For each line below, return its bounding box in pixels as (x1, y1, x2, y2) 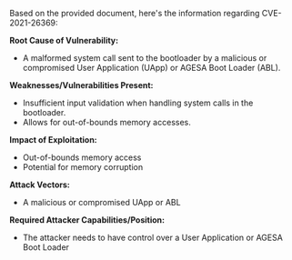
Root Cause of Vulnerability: (9, 35, 119, 45)
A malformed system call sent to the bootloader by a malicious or (22, 53, 267, 63)
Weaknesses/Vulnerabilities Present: (9, 80, 154, 90)
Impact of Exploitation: (9, 135, 97, 145)
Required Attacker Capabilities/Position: (9, 215, 166, 225)
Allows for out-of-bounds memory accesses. (22, 117, 191, 127)
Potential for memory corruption (22, 162, 144, 172)
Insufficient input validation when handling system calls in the (22, 97, 254, 108)
